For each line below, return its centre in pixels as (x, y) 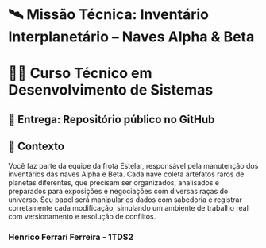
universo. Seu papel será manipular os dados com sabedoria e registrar (125, 200)
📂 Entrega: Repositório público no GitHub (112, 119)
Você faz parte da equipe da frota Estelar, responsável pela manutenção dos (133, 165)
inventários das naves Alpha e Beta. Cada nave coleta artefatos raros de (126, 174)
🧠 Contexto (37, 147)
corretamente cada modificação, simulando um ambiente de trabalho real (128, 207)
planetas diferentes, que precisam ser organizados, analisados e (114, 182)
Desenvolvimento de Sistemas (111, 90)
